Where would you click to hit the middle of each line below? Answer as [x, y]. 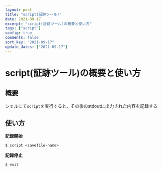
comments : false [22, 38]
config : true [19, 33]
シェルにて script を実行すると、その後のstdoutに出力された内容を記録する [81, 106]
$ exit [12, 165]
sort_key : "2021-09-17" [30, 42]
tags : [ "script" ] [23, 28]
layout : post [19, 10]
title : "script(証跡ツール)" [34, 14]
